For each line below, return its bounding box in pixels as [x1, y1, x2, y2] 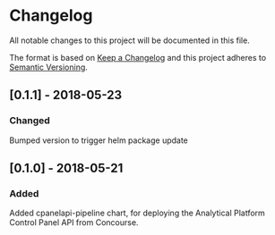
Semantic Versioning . [9, 62, 88, 72]
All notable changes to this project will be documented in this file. [9, 35, 251, 46]
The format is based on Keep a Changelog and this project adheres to [9, 52, 267, 63]
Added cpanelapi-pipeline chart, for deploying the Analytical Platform [9, 207, 266, 219]
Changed [9, 114, 51, 127]
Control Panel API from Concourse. [9, 217, 139, 228]
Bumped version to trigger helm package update [9, 135, 188, 146]
